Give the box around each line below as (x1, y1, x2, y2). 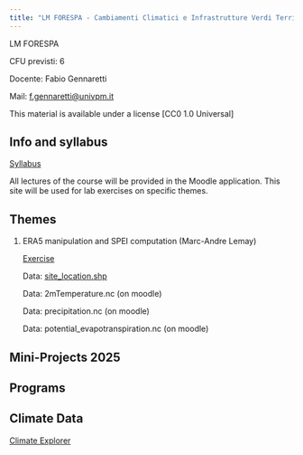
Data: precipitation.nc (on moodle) (22, 306, 151, 317)
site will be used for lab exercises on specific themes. (9, 185, 209, 196)
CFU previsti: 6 (9, 55, 65, 66)
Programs (9, 381, 66, 396)
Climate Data (9, 411, 84, 426)
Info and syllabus (9, 135, 108, 150)
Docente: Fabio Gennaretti (9, 73, 107, 84)
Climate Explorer (9, 435, 71, 446)
